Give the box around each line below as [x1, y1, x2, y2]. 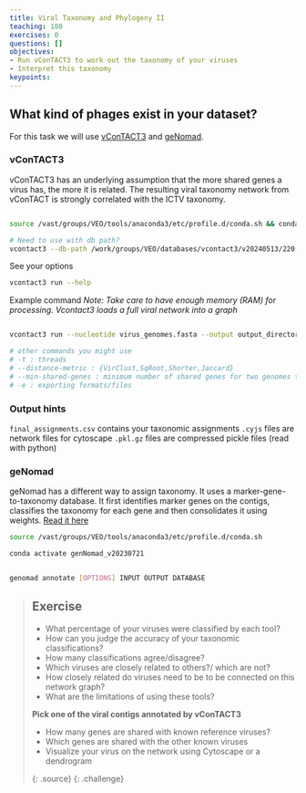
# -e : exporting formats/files [9, 381, 132, 390]
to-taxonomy [9, 496, 58, 506]
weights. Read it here [9, 515, 89, 526]
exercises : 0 [9, 30, 59, 39]
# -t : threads [9, 355, 67, 365]
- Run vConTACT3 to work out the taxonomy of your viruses [9, 56, 239, 65]
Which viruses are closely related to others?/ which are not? [45, 662, 270, 673]
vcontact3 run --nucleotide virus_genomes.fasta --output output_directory [9, 330, 303, 339]
